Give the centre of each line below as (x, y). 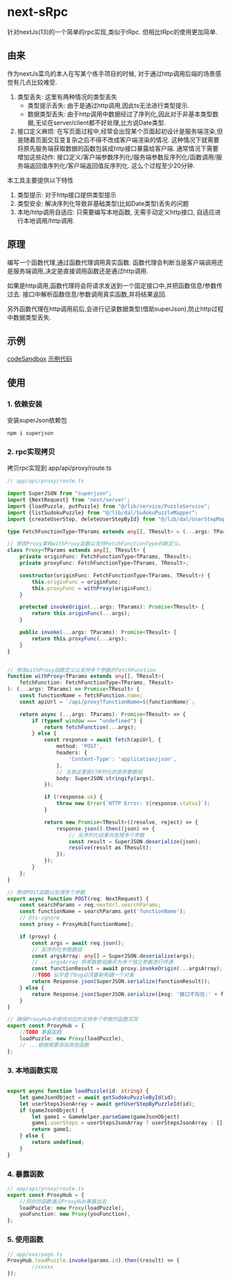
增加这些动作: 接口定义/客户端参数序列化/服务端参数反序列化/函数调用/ (117, 157)
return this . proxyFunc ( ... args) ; (80, 638)
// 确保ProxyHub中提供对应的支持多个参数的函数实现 (73, 1020)
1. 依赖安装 (25, 404)
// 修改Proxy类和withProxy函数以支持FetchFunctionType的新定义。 (95, 544)
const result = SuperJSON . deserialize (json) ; (135, 841)
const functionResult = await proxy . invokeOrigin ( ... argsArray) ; (128, 969)
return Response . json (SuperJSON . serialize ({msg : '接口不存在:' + (125, 994)
